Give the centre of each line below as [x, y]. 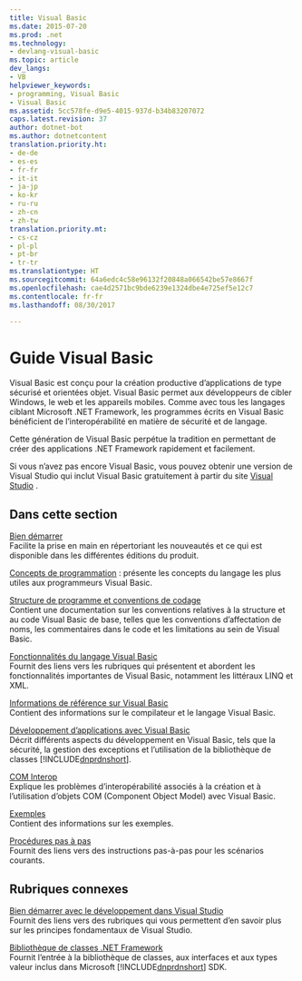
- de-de [24, 153]
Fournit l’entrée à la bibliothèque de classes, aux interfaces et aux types [144, 957]
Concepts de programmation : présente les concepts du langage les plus [145, 573]
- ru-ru [24, 204]
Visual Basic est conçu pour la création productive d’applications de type [146, 383]
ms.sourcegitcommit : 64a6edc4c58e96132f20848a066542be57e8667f [132, 280]
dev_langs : [30, 69]
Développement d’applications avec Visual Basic [100, 730]
